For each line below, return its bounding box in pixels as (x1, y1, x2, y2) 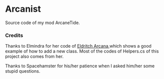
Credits (5, 32, 23, 39)
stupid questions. (5, 68, 41, 74)
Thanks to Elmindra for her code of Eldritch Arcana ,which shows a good (5, 43, 152, 49)
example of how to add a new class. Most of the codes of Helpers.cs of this (5, 48, 159, 54)
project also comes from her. (5, 53, 64, 59)
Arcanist (5, 3, 41, 15)
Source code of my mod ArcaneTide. (5, 20, 80, 26)
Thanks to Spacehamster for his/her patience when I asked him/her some (5, 63, 155, 69)
